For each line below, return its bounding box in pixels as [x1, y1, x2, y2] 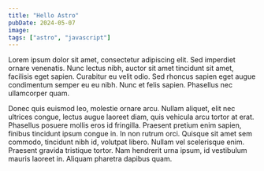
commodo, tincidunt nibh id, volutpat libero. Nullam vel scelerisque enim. [8, 137, 245, 147]
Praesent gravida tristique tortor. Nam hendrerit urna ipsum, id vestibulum [8, 146, 247, 155]
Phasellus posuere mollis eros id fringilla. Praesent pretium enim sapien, [8, 121, 242, 130]
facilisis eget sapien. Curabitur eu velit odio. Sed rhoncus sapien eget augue [8, 72, 256, 81]
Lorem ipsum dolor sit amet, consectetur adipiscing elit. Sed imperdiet [8, 55, 236, 65]
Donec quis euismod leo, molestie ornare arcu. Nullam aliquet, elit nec [8, 104, 236, 113]
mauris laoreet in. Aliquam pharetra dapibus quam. [8, 154, 173, 164]
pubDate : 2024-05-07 [8, 19, 76, 27]
